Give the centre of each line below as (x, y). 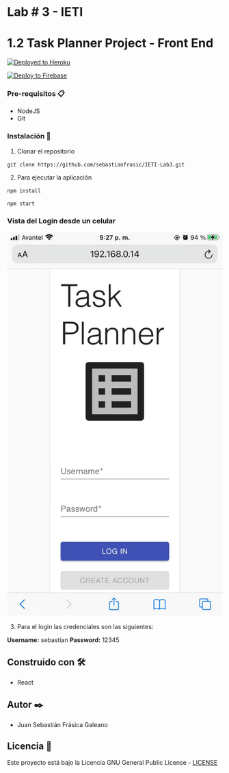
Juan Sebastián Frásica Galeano (62, 724)
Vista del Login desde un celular (62, 221)
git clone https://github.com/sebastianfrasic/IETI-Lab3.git (96, 164)
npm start (21, 204)
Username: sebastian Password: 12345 (63, 640)
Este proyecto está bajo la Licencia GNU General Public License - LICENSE (112, 763)
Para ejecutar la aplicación (54, 177)
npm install (24, 191)
